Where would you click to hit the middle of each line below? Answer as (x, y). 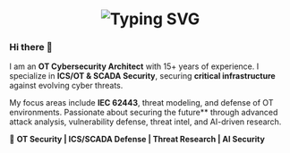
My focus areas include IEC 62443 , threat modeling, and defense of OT (141, 103)
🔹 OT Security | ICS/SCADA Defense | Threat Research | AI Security (137, 140)
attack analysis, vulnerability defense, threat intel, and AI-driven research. (145, 122)
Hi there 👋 (31, 47)
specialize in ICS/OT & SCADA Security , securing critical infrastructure (142, 76)
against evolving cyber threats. (66, 86)
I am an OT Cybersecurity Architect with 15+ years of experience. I (134, 66)
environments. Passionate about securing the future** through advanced (144, 113)
